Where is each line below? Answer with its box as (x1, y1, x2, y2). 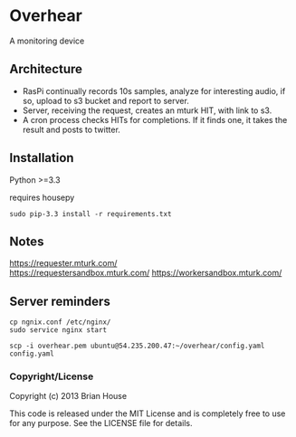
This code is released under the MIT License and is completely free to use (9, 408, 286, 419)
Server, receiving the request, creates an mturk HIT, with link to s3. (22, 105, 272, 116)
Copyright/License (9, 370, 94, 383)
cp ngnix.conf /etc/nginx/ (9, 318, 111, 327)
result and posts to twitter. (22, 124, 120, 135)
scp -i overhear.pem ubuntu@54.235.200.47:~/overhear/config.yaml (9, 341, 265, 351)
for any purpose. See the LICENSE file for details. (9, 418, 193, 429)
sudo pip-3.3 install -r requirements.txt (9, 209, 172, 218)
